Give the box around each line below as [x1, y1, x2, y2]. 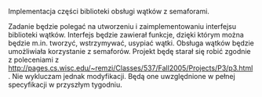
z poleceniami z [8, 55, 60, 64]
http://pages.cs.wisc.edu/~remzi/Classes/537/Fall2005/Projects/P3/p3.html [8, 63, 253, 73]
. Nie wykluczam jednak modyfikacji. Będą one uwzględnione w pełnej [8, 72, 235, 81]
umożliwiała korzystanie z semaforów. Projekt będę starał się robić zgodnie [8, 47, 251, 56]
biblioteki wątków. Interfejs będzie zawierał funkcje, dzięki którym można [8, 31, 245, 39]
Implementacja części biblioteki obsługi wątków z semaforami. [8, 7, 210, 16]
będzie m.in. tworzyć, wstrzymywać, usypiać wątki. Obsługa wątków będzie [8, 38, 255, 48]
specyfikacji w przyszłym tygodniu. [8, 80, 123, 89]
